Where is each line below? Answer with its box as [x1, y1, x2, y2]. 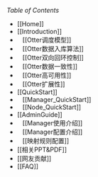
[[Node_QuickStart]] [22, 103, 82, 111]
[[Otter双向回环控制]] [22, 53, 85, 62]
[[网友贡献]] [16, 154, 52, 162]
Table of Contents [6, 6, 60, 14]
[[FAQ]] [16, 162, 39, 171]
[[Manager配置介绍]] [22, 127, 83, 136]
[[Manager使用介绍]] [22, 119, 83, 127]
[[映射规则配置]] [22, 137, 70, 144]
